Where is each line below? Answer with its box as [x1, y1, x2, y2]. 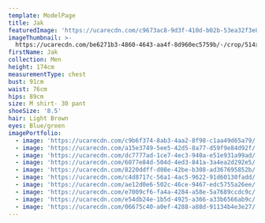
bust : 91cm [8, 77, 44, 85]
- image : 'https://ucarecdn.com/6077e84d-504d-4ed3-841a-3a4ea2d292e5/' [15, 159, 259, 167]
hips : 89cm [8, 93, 44, 100]
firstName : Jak [8, 48, 58, 56]
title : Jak [8, 19, 44, 27]
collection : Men [8, 56, 62, 64]
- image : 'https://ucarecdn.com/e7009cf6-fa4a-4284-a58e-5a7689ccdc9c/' [15, 187, 259, 196]
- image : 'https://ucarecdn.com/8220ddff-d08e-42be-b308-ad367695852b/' [15, 166, 259, 174]
